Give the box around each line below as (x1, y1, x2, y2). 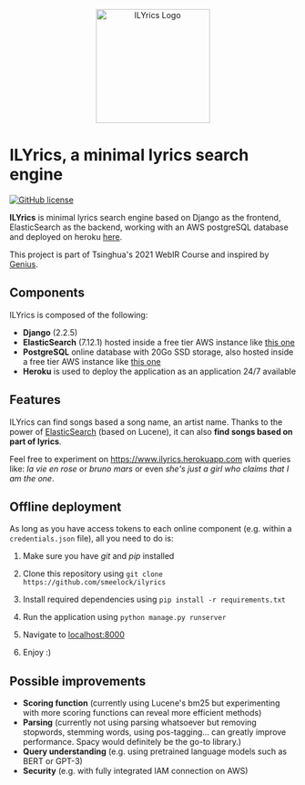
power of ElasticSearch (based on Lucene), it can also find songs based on (9, 426, 293, 437)
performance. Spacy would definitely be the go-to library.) (22, 737, 242, 748)
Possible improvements (9, 673, 147, 688)
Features (9, 392, 61, 408)
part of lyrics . (9, 436, 62, 447)
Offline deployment (9, 499, 122, 514)
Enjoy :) (22, 647, 52, 658)
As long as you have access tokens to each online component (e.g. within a (9, 523, 292, 534)
